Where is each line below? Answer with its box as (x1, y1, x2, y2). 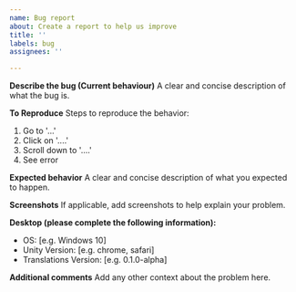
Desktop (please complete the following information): (9, 217, 217, 228)
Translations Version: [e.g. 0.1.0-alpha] (22, 255, 168, 266)
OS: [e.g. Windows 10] (22, 235, 107, 246)
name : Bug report (9, 13, 76, 23)
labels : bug (9, 38, 55, 48)
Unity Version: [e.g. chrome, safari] (22, 245, 155, 255)
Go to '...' (22, 125, 56, 137)
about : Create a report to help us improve (9, 22, 178, 31)
